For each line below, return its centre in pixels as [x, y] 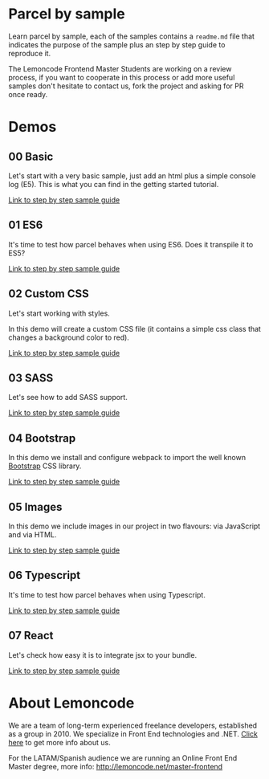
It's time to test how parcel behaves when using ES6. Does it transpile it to [131, 244]
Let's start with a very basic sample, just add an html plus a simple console [132, 175]
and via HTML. [33, 534]
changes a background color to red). [69, 337]
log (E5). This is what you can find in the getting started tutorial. [114, 184]
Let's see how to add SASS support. [68, 398]
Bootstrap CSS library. [45, 466]
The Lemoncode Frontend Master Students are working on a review [120, 68]
